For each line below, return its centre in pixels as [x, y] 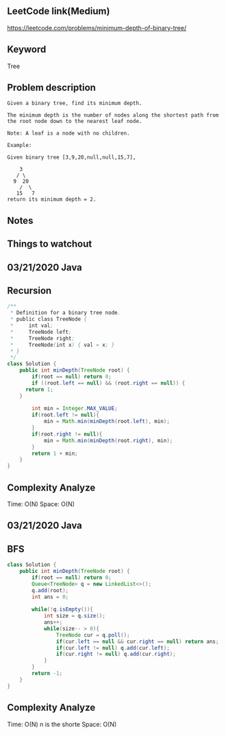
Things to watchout [50, 244]
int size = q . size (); [75, 616]
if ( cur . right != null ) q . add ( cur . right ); [116, 654]
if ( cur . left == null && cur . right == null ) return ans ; [137, 642]
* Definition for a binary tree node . [65, 313]
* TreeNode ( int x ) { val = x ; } [62, 345]
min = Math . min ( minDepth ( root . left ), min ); [106, 422]
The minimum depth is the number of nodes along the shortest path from [113, 115]
